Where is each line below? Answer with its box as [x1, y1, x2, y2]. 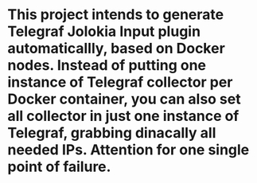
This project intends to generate [7, 6, 224, 24]
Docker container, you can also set [7, 90, 241, 108]
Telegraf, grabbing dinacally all [7, 124, 216, 142]
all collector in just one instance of [7, 107, 239, 125]
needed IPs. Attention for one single [7, 141, 250, 159]
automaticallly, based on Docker [7, 40, 226, 57]
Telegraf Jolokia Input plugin [7, 22, 201, 41]
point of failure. [7, 158, 111, 176]
